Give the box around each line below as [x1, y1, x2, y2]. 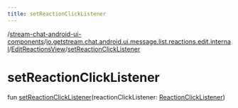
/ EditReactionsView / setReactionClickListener [9, 44, 141, 53]
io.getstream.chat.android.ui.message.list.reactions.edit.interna [45, 37, 231, 46]
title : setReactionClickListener [7, 10, 107, 18]
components [7, 37, 45, 46]
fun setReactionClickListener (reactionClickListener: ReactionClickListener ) [7, 92, 226, 101]
